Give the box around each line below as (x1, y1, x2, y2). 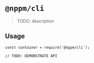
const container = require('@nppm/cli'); (5, 45, 90, 50)
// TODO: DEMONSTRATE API (5, 53, 57, 58)
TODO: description (16, 18, 55, 24)
